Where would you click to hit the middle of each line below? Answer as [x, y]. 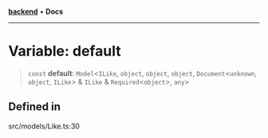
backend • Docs [36, 12]
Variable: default [65, 51]
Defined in [35, 107]
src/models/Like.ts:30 [44, 126]
